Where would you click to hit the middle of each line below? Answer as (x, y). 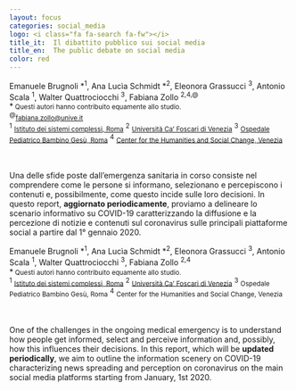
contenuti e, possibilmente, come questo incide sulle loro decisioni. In (137, 195)
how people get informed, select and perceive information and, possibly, (142, 339)
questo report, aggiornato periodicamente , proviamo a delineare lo (133, 204)
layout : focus (36, 17)
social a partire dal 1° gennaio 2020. (75, 232)
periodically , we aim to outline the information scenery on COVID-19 (135, 358)
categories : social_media (57, 26)
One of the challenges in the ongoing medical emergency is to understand (146, 329)
